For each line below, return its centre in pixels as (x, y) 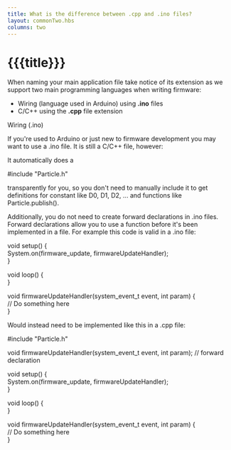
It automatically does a (41, 160)
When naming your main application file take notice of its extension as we (115, 82)
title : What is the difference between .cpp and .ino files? (100, 14)
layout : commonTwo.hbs (41, 21)
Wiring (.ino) (26, 125)
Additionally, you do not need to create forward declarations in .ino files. (113, 217)
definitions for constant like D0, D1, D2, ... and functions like (95, 195)
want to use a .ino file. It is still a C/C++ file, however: (85, 146)
